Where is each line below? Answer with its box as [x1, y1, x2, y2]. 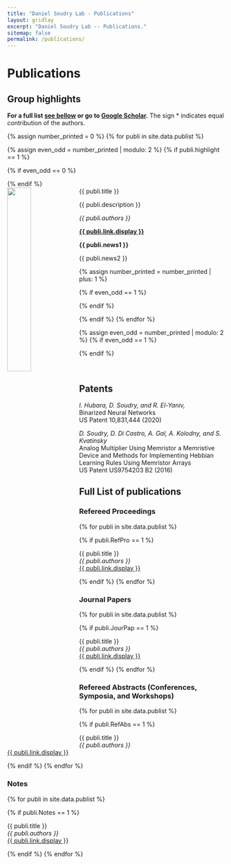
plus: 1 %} [79, 275, 108, 284]
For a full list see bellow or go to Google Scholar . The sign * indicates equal [7, 111, 225, 120]
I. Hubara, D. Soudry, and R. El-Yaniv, [79, 401, 185, 409]
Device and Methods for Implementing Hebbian [79, 451, 214, 459]
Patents [79, 383, 113, 394]
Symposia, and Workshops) [79, 691, 174, 701]
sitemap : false [7, 29, 51, 37]
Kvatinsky [79, 436, 107, 445]
